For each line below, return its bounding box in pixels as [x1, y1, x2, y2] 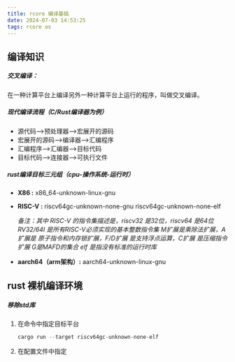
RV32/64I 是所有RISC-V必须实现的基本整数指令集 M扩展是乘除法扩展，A [17, 225, 226, 233]
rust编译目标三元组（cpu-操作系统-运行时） [7, 171, 134, 179]
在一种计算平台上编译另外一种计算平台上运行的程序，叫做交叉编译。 [7, 90, 204, 99]
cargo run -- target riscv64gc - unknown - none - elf [17, 333, 159, 341]
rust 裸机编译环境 [7, 280, 83, 292]
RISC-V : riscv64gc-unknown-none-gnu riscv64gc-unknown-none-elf [17, 202, 222, 210]
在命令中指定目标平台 [17, 319, 79, 328]
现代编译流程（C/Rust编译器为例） [7, 108, 108, 116]
